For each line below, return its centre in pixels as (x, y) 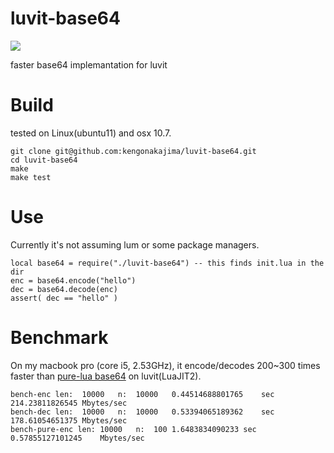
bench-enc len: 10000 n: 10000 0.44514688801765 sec (142, 394)
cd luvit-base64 (44, 160)
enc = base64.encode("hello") (73, 280)
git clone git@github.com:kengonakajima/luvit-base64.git (133, 151)
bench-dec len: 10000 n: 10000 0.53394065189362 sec (142, 412)
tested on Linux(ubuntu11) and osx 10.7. (91, 133)
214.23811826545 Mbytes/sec (69, 403)
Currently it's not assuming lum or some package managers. (135, 244)
